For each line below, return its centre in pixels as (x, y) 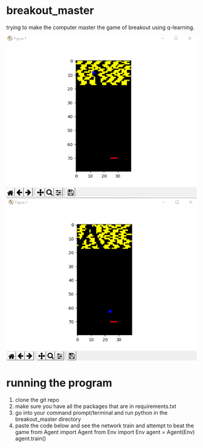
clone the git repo (37, 400)
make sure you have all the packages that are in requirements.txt (95, 406)
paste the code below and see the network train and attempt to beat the (105, 426)
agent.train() (31, 439)
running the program (60, 383)
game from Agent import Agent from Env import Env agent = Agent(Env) (105, 432)
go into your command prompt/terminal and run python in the (91, 413)
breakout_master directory (48, 420)
